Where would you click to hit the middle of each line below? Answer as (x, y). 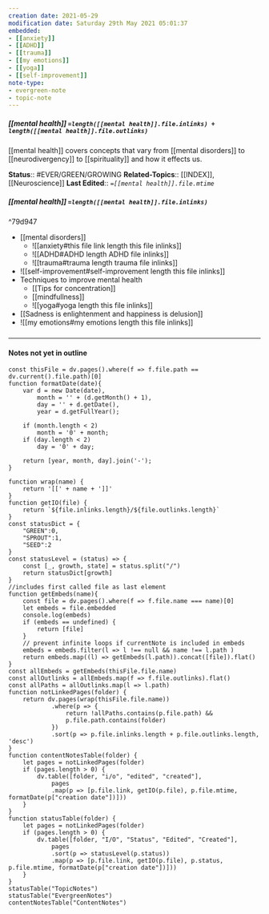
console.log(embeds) (57, 615)
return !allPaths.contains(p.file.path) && (139, 714)
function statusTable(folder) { (62, 819)
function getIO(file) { (48, 503)
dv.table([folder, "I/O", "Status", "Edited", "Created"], (138, 840)
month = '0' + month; (73, 433)
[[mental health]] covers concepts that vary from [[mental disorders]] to (127, 151)
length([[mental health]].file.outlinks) (78, 131)
